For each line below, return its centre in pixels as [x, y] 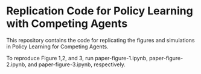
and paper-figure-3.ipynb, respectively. [76, 64]
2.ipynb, [17, 64]
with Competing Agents [67, 24]
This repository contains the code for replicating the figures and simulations [101, 40]
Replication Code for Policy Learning [100, 11]
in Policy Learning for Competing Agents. [57, 47]
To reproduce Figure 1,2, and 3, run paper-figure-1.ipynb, [77, 58]
